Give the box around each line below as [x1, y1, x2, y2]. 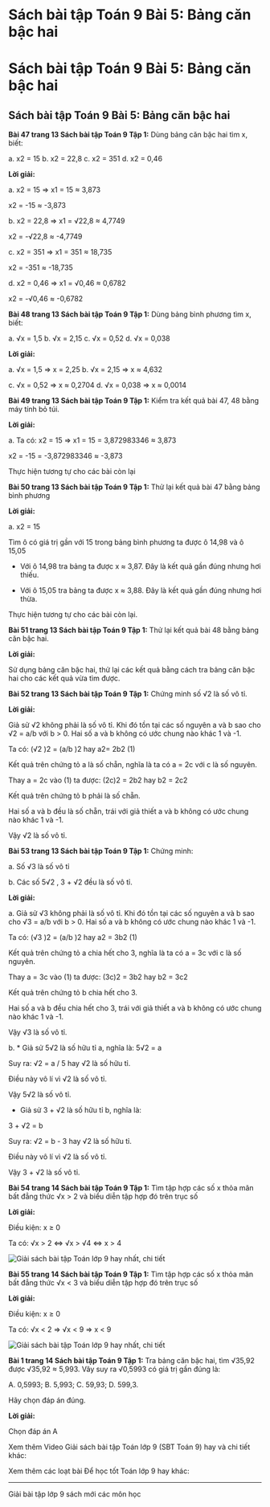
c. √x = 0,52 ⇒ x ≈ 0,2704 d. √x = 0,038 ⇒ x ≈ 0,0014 [8, 380, 187, 390]
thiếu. [19, 570, 39, 580]
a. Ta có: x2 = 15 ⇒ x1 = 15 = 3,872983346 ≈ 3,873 [8, 435, 177, 445]
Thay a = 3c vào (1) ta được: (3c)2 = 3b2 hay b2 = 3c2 [8, 972, 188, 982]
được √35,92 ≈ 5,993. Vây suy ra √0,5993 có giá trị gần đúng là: [8, 1364, 221, 1374]
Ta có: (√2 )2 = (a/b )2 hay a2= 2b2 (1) [8, 745, 136, 754]
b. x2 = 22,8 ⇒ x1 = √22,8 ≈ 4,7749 [8, 216, 125, 226]
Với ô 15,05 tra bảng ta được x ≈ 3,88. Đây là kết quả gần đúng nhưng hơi [19, 586, 262, 595]
